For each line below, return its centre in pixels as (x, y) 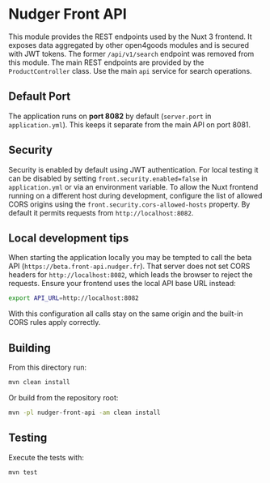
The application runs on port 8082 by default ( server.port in (110, 116)
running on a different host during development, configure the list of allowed (135, 195)
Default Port (40, 97)
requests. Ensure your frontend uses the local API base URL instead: (122, 284)
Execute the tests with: (46, 457)
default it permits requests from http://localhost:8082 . (101, 212)
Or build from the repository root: (63, 397)
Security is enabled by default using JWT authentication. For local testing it (133, 169)
